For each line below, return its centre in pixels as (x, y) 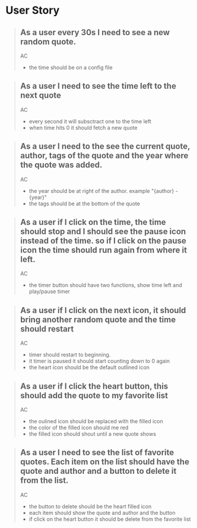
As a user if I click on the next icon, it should (103, 310)
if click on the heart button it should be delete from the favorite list (110, 519)
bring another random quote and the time (98, 319)
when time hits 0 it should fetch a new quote (83, 127)
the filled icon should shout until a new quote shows (93, 434)
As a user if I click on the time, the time (93, 222)
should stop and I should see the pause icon (103, 232)
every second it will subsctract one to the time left (90, 121)
